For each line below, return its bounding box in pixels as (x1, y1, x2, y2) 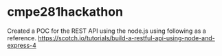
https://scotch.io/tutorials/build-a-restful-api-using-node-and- (37, 33, 215, 42)
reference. (7, 33, 36, 42)
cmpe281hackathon (7, 4, 124, 20)
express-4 (7, 41, 36, 49)
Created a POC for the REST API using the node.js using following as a (7, 27, 206, 35)
